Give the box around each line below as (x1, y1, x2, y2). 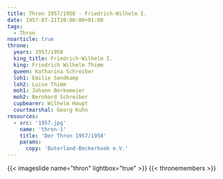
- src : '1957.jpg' (13, 119, 67, 126)
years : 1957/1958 (13, 49, 64, 56)
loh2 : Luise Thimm (13, 81, 67, 88)
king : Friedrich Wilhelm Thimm (13, 62, 104, 68)
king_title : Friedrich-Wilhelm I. (13, 55, 113, 62)
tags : (7, 23, 23, 30)
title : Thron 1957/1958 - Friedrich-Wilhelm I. (7, 10, 148, 17)
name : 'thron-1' (19, 126, 67, 133)
